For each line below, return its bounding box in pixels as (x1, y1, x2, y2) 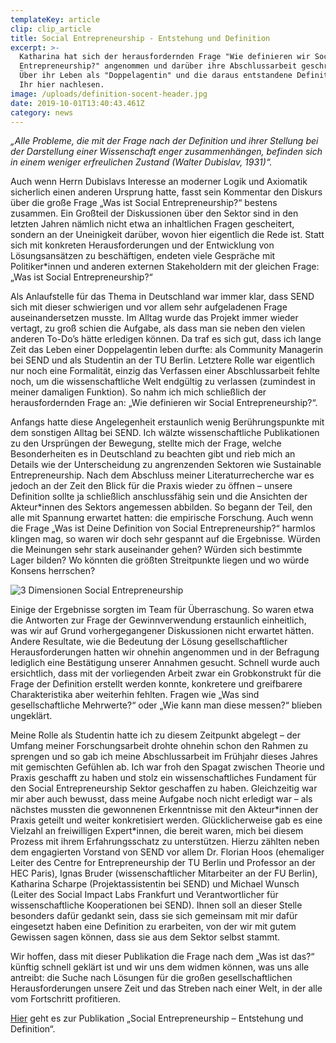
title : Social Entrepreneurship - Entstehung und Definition (10, 33, 271, 43)
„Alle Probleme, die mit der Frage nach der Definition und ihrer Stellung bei (10, 135, 319, 147)
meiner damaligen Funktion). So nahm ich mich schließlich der (10, 386, 267, 398)
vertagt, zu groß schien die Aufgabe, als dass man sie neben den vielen (10, 322, 306, 335)
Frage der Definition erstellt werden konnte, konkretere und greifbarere (10, 678, 303, 690)
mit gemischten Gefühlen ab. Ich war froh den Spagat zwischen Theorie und (10, 761, 325, 773)
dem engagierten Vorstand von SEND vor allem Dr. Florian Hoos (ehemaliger (10, 846, 325, 858)
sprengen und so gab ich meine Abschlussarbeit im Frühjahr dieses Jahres (10, 751, 318, 763)
